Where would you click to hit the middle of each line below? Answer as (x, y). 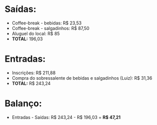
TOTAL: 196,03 (27, 39)
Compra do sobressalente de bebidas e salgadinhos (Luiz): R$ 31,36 (82, 78)
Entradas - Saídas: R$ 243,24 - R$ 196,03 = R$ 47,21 (66, 117)
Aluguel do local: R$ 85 (36, 33)
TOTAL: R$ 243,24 (31, 83)
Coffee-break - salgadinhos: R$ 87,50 (51, 28)
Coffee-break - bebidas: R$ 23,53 (47, 23)
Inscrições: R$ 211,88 (34, 73)
